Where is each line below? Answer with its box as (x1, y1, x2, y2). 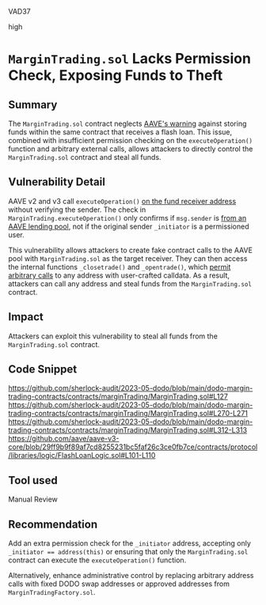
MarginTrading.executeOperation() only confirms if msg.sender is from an (8, 213, 247, 222)
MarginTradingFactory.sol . (8, 588, 96, 597)
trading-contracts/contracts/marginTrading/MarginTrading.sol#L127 (8, 391, 228, 402)
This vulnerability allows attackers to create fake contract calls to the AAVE (8, 245, 253, 255)
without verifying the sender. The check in (8, 205, 146, 214)
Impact (8, 310, 44, 323)
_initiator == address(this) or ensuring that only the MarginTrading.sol (8, 547, 249, 557)
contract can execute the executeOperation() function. (8, 555, 187, 565)
